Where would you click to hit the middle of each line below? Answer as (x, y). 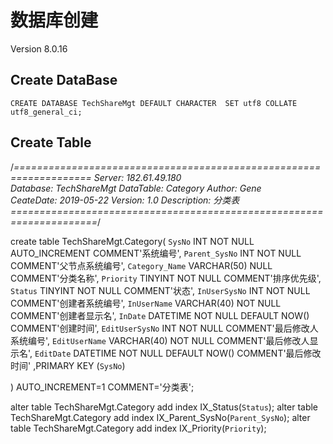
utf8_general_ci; (46, 112)
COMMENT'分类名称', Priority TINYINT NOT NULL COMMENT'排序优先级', (166, 278)
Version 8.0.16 (39, 48)
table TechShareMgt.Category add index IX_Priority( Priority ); (138, 428)
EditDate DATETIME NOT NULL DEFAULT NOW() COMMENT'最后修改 (178, 353)
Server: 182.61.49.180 (137, 177)
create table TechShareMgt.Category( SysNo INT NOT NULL (132, 241)
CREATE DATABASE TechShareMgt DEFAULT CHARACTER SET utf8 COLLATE (154, 103)
